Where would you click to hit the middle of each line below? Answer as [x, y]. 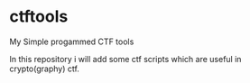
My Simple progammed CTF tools [72, 41]
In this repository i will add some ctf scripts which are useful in [125, 59]
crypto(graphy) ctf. [44, 69]
